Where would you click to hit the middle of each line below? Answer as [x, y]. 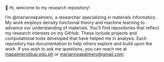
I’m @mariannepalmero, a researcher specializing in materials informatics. [81, 17]
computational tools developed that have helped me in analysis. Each [76, 38]
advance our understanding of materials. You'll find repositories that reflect [82, 28]
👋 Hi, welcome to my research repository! [48, 8]
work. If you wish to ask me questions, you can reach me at [66, 49]
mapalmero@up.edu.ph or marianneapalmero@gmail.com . [65, 54]
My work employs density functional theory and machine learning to [75, 23]
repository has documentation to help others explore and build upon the [79, 44]
